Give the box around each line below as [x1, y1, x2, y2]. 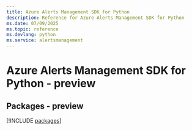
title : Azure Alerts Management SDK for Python [6, 9, 130, 15]
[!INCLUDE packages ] [6, 117, 62, 124]
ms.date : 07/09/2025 [6, 20, 59, 26]
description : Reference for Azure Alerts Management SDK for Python [6, 15, 185, 21]
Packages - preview [6, 101, 84, 111]
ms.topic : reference [6, 26, 59, 32]
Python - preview [6, 77, 96, 90]
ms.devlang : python [6, 32, 56, 38]
